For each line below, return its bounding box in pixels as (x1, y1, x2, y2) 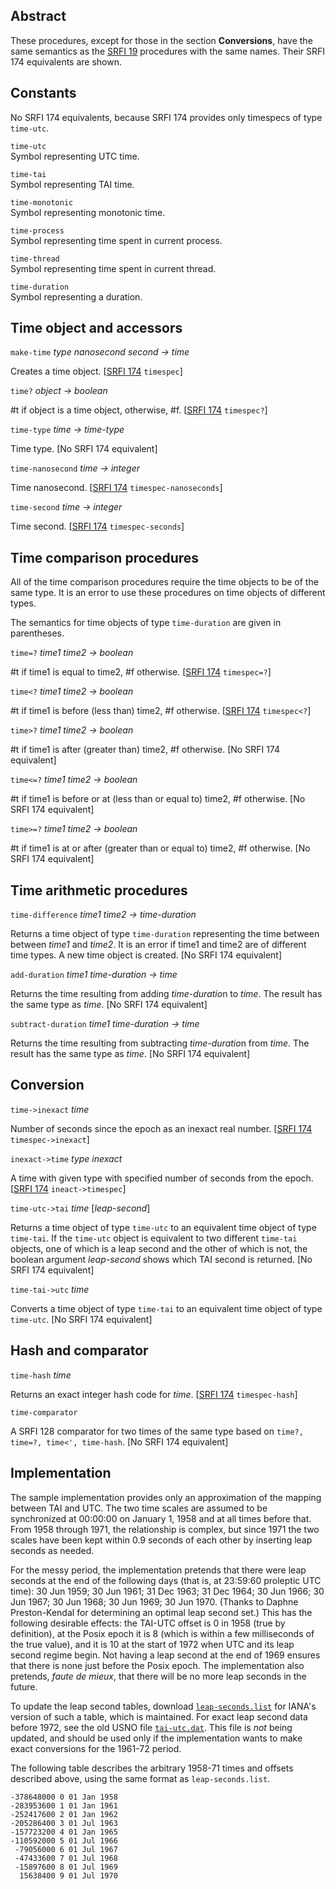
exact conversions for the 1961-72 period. (10, 1742, 182, 1754)
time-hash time (10, 1369, 72, 1381)
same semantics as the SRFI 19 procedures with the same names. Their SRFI (10, 45, 326, 57)
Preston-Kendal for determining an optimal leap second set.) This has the (10, 1606, 313, 1618)
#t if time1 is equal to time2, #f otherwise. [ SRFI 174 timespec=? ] (10, 666, 272, 678)
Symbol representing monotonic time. (10, 206, 166, 218)
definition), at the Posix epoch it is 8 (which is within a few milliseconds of (10, 1627, 315, 1639)
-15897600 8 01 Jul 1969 (14, 1862, 118, 1872)
